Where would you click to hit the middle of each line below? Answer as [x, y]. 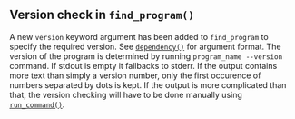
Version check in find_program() [102, 15]
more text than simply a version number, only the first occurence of [135, 75]
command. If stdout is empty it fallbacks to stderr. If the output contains [143, 65]
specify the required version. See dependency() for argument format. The [145, 46]
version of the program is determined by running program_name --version [146, 56]
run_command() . [37, 104]
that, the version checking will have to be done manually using [126, 94]
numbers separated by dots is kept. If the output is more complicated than [148, 84]
